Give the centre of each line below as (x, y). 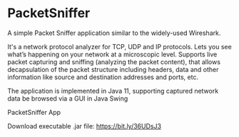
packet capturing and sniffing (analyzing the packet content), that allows (114, 61)
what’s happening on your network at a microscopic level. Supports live (112, 54)
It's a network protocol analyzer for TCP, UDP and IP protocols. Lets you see (119, 46)
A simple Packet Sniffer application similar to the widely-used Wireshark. (114, 33)
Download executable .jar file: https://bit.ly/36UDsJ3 (85, 126)
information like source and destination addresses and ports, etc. (103, 77)
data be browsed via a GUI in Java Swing (68, 98)
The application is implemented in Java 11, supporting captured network (113, 91)
